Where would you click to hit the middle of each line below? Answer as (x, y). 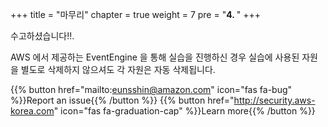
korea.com (32, 111)
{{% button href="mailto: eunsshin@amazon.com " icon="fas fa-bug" (151, 89)
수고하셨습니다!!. (42, 36)
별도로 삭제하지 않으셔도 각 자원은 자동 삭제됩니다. (118, 69)
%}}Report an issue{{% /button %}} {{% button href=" (122, 100)
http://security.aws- (274, 100)
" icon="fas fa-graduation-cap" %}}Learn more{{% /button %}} (184, 111)
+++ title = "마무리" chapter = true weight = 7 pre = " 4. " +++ (135, 14)
